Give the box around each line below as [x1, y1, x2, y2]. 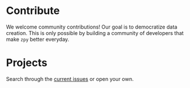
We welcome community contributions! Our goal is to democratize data [6, 23, 178, 30]
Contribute [6, 4, 60, 17]
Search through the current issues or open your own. [6, 75, 134, 82]
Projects [6, 57, 48, 69]
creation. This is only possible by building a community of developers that [6, 29, 184, 36]
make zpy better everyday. [6, 36, 70, 43]
